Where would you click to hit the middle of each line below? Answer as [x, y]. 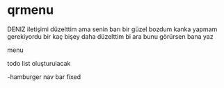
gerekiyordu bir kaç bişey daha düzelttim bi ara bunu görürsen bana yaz [110, 36]
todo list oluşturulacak [39, 63]
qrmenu [31, 10]
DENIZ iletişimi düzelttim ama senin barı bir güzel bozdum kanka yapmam [112, 29]
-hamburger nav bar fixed [44, 77]
